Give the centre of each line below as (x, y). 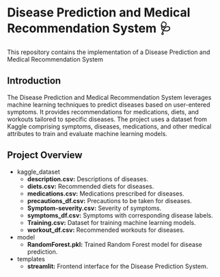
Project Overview (45, 155)
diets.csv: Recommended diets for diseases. (91, 186)
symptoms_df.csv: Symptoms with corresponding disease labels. (120, 215)
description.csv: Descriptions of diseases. (88, 179)
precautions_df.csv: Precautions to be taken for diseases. (110, 200)
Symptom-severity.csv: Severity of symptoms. (94, 208)
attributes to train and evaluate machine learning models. (87, 133)
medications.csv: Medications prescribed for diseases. (106, 194)
